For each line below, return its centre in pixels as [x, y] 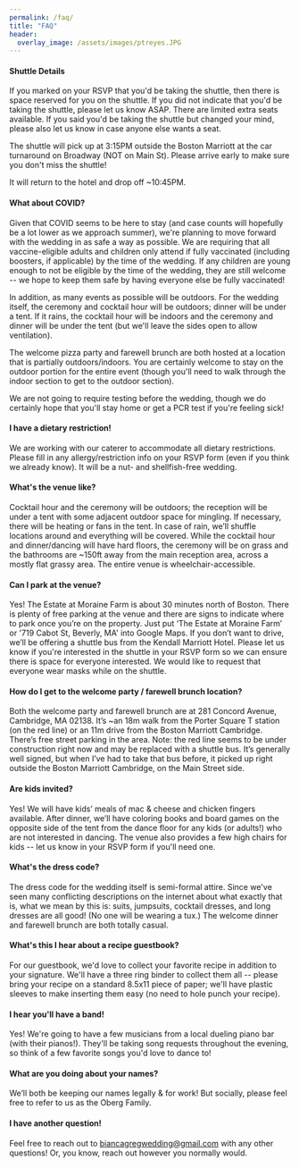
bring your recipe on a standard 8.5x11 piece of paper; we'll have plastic [141, 985]
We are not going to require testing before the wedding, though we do [137, 398]
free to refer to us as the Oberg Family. [80, 1103]
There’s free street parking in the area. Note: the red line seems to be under [148, 740]
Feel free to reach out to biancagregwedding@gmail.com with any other [141, 1143]
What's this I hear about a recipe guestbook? [94, 945]
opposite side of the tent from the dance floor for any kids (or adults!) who [146, 827]
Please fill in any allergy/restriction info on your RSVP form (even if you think [149, 458]
